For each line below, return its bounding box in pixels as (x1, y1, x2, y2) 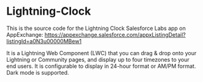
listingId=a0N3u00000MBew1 (6, 37, 82, 45)
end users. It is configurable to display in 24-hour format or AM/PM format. (6, 62, 196, 70)
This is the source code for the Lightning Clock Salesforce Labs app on (6, 24, 186, 32)
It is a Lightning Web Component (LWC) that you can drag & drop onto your (6, 49, 197, 56)
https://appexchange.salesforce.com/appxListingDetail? (44, 31, 186, 38)
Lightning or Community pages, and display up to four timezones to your (6, 56, 190, 63)
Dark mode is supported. (6, 69, 69, 76)
